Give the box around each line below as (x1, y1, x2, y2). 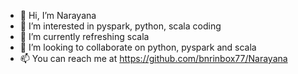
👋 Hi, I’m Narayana (19, 10, 97, 21)
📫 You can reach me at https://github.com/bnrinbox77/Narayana (19, 53, 288, 64)
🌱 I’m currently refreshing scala (19, 31, 150, 42)
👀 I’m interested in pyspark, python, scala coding (19, 20, 222, 32)
